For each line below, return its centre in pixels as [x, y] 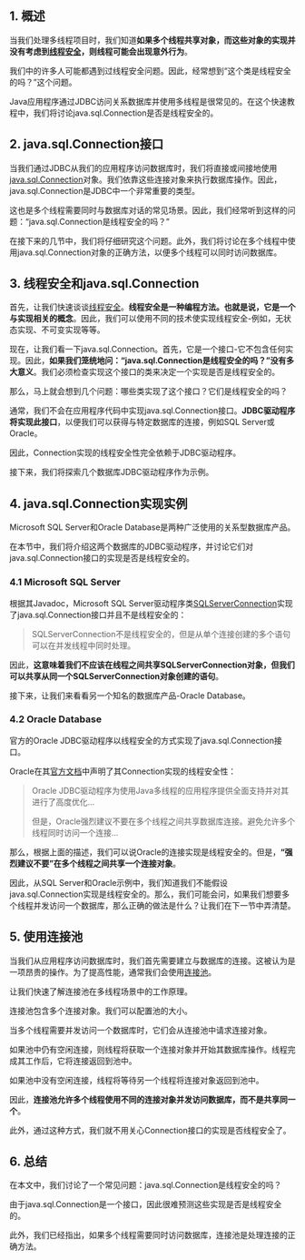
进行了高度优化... [63, 802]
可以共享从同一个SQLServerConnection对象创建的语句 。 [117, 676]
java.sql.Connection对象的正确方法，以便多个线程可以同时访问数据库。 [149, 252]
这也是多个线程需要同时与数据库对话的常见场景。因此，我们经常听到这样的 [148, 210]
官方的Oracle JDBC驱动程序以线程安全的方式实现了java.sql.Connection [142, 740]
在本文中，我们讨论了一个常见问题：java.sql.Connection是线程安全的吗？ [146, 1185]
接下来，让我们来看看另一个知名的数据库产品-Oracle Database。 [130, 696]
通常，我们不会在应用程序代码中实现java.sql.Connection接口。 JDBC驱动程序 [152, 411]
